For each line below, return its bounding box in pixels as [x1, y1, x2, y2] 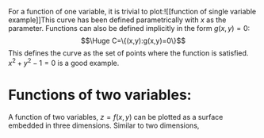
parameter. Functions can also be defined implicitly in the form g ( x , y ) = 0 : [8, 24, 251, 33]
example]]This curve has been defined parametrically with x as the [8, 15, 227, 25]
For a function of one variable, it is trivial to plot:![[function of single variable [8, 7, 256, 16]
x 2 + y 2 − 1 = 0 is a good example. [8, 57, 120, 67]
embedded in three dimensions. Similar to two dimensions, [8, 121, 200, 130]
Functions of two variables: [8, 86, 192, 104]
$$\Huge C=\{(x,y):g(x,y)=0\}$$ [80, 36, 186, 45]
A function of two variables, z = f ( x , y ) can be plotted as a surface [8, 112, 224, 121]
